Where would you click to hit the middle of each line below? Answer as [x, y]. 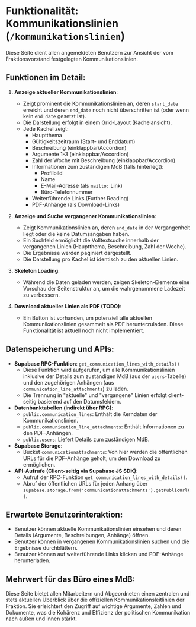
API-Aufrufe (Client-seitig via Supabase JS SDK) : [76, 471]
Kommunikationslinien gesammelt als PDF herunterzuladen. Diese [103, 324]
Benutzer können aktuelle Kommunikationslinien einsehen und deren [98, 529]
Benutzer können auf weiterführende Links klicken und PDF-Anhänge [99, 554]
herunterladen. [32, 560]
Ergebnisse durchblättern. [46, 548]
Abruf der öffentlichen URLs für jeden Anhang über [85, 483]
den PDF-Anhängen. [48, 433]
